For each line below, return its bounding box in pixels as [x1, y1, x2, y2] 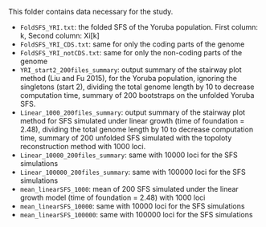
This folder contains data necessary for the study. [8, 7, 174, 16]
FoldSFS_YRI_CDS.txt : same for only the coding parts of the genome [19, 39, 245, 49]
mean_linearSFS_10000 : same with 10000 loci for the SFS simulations [19, 201, 245, 211]
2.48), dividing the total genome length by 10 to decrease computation [19, 124, 254, 134]
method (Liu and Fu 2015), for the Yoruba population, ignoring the [19, 74, 237, 83]
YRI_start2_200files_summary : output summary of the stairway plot [19, 65, 243, 75]
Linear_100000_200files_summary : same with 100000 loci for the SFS [19, 168, 247, 176]
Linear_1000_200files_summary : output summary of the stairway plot [19, 107, 246, 117]
